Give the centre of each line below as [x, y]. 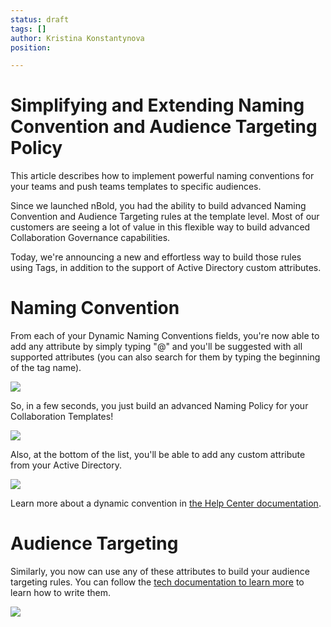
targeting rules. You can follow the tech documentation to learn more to [157, 582]
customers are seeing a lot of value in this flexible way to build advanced [160, 227]
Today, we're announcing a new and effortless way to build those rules [156, 257]
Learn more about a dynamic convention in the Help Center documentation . [166, 503]
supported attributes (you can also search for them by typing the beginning [165, 357]
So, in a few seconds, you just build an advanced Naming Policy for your [159, 406]
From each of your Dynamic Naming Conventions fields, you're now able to [165, 336]
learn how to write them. [60, 593]
